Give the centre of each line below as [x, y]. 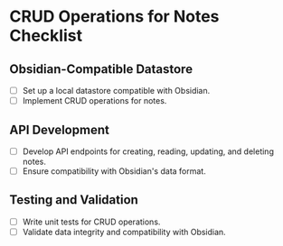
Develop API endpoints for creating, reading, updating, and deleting [148, 151]
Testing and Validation [74, 200]
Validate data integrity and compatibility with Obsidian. [124, 232]
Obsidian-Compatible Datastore [101, 69]
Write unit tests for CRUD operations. [91, 222]
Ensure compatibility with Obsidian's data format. [114, 171]
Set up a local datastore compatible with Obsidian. [116, 91]
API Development [60, 129]
